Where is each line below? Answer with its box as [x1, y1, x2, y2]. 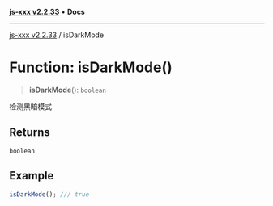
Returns [9, 125, 51, 140]
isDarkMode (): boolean [28, 85, 106, 95]
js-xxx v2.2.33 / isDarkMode [9, 30, 105, 40]
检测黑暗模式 [9, 101, 52, 111]
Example [9, 169, 54, 183]
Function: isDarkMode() [9, 58, 173, 77]
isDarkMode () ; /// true [9, 190, 90, 199]
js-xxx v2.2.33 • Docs [9, 7, 86, 16]
